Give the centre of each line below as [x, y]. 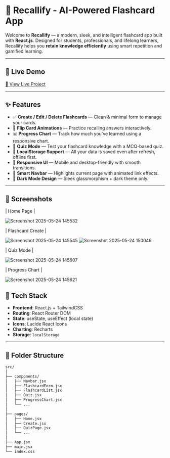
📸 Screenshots [29, 199]
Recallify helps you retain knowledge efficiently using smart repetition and [84, 45]
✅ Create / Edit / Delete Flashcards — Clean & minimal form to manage [87, 117]
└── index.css [20, 451]
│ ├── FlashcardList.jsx [34, 391]
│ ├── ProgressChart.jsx [34, 400]
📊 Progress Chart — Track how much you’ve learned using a [77, 133]
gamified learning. [24, 51]
